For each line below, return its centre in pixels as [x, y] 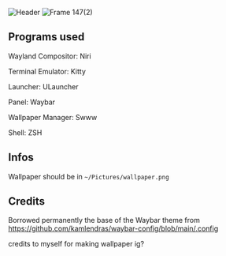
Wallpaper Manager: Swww [53, 117]
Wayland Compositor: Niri [50, 56]
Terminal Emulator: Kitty [47, 71]
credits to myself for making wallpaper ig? [76, 244]
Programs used [46, 37]
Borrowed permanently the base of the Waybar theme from [104, 220]
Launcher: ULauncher [43, 86]
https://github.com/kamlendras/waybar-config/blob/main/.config [113, 228]
